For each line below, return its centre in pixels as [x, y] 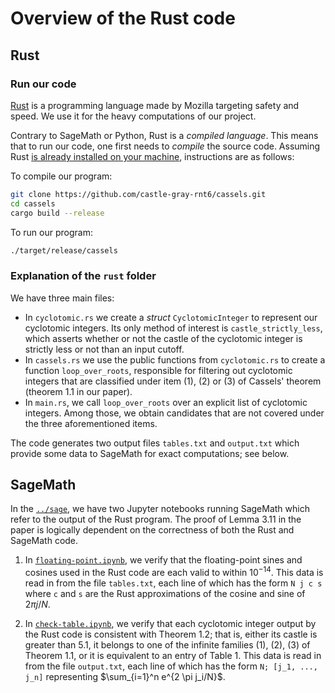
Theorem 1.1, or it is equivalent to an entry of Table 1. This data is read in [173, 656]
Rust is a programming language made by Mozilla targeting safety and [155, 105]
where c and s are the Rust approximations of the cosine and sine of [165, 594]
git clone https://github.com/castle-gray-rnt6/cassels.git [138, 194]
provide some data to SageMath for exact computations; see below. [150, 453]
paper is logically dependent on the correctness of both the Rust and [152, 530]
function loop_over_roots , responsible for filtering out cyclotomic [158, 370]
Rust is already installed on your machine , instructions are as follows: [152, 156]
